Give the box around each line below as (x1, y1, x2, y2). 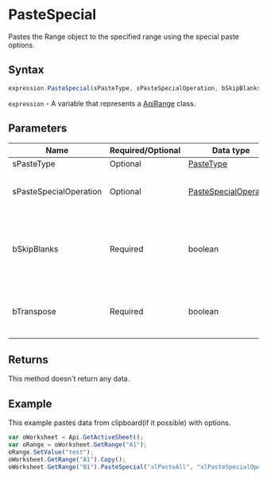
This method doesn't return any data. (8, 374, 130, 384)
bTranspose (12, 306, 57, 317)
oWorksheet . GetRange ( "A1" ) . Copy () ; (8, 455, 126, 463)
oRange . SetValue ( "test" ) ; (8, 448, 94, 456)
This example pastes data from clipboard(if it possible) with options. (8, 418, 231, 427)
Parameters (8, 121, 68, 136)
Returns (8, 353, 49, 366)
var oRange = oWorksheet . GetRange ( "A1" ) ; (8, 440, 148, 449)
